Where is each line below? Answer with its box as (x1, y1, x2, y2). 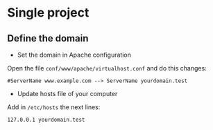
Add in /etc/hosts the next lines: (7, 103, 101, 111)
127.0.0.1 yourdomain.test (7, 116, 85, 123)
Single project (7, 5, 90, 21)
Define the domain (7, 32, 89, 44)
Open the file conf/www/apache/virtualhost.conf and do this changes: (7, 64, 207, 72)
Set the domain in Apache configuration (17, 50, 132, 59)
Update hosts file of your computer (17, 90, 118, 98)
